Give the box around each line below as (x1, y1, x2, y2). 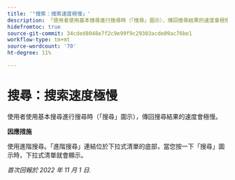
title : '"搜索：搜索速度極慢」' (7, 10, 91, 18)
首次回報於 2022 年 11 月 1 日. (7, 165, 92, 174)
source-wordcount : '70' (7, 43, 77, 50)
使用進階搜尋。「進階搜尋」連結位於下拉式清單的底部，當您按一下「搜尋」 (7, 141, 219, 151)
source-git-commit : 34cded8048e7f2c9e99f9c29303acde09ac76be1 (7, 29, 192, 37)
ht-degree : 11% (7, 50, 52, 57)
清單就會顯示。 (43, 151, 87, 159)
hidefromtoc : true (7, 23, 61, 30)
